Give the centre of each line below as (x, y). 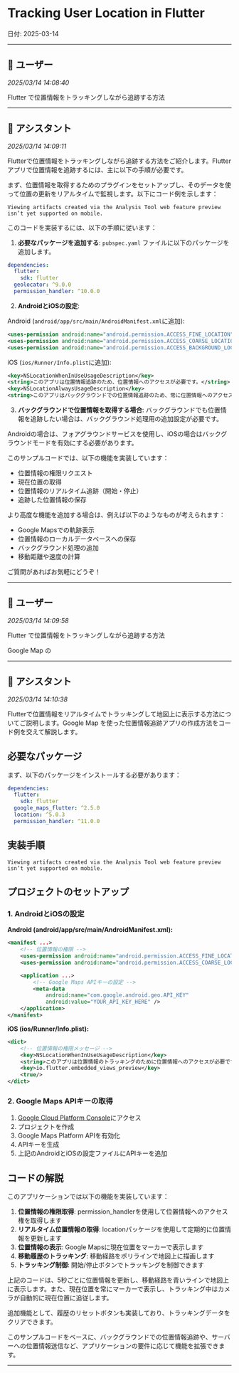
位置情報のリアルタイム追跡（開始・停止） (80, 491)
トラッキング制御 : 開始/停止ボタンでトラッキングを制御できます (111, 1265)
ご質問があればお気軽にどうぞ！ (54, 572)
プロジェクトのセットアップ (68, 892)
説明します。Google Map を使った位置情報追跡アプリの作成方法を (122, 723)
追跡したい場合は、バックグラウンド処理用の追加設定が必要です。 (126, 419)
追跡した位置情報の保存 (52, 500)
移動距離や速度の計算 (49, 557)
